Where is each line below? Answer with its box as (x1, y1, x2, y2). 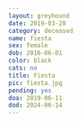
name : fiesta (8, 34, 52, 43)
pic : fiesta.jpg (8, 79, 63, 87)
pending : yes (8, 86, 52, 95)
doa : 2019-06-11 (8, 94, 63, 102)
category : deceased (8, 26, 74, 35)
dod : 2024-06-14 (8, 101, 63, 109)
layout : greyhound (8, 11, 70, 20)
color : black (8, 57, 52, 65)
